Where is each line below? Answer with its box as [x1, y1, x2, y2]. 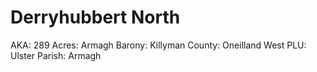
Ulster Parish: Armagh [10, 49, 102, 61]
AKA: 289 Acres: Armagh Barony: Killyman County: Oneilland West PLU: [10, 39, 307, 51]
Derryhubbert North [10, 6, 181, 29]
